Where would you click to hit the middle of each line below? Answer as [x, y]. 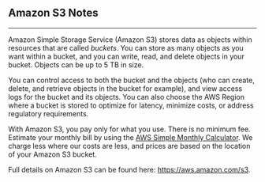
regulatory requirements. [49, 113]
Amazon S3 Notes [53, 13]
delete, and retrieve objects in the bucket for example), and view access [125, 88]
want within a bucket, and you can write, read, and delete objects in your [126, 56]
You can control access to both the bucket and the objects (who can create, [131, 80]
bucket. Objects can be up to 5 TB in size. [76, 64]
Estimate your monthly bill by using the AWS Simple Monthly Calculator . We [131, 137]
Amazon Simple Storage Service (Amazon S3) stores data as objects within [130, 40]
